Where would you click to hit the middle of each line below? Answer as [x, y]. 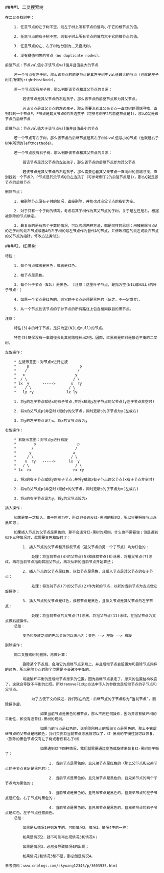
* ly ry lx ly [46, 392]
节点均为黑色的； [20, 783]
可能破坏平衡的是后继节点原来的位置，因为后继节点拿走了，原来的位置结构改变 [90, 679]
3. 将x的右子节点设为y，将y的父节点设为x [51, 499]
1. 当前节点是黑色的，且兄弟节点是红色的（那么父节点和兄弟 [101, 763]
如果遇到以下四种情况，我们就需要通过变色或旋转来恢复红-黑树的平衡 [99, 748]
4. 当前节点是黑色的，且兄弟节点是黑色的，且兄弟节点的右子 [101, 808]
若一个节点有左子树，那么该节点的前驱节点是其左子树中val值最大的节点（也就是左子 [86, 75]
